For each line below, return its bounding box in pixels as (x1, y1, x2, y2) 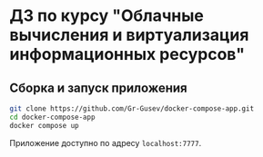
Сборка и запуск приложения (9, 80, 188, 95)
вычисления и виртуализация (9, 25, 249, 45)
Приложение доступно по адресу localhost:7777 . (9, 137, 202, 148)
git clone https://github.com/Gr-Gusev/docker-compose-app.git (9, 104, 255, 113)
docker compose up (9, 121, 79, 130)
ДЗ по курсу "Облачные (9, 5, 205, 26)
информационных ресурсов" (9, 44, 246, 64)
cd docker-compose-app (9, 113, 96, 122)
